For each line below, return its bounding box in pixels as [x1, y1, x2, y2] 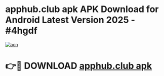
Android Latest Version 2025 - [5, 14, 136, 26]
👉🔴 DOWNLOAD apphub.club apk [5, 60, 152, 71]
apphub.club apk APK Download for [5, 4, 159, 15]
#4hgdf [5, 25, 38, 36]
